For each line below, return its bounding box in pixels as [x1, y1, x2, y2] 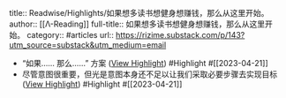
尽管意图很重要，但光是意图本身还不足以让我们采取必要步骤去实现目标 [21, 69, 278, 79]
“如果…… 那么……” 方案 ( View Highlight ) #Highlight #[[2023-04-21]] [21, 58, 269, 68]
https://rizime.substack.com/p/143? [116, 30, 245, 40]
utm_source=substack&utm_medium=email [9, 40, 167, 50]
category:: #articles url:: [26, 30, 115, 40]
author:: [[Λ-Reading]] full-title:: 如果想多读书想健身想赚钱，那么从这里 [9, 19, 266, 29]
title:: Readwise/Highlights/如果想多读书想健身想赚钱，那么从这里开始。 [9, 8, 269, 18]
